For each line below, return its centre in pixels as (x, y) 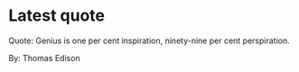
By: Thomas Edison (44, 58)
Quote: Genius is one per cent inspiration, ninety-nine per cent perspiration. (149, 40)
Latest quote (57, 16)
